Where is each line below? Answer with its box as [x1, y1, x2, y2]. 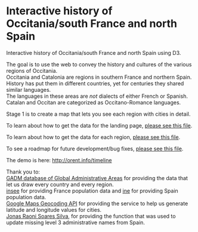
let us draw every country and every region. [6, 181, 114, 188]
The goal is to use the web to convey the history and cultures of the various [6, 61, 192, 68]
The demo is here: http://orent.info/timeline [6, 156, 112, 163]
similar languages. [6, 86, 51, 93]
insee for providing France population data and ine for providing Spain [6, 187, 179, 194]
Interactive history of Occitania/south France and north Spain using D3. [6, 49, 181, 56]
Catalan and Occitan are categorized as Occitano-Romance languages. [6, 98, 181, 106]
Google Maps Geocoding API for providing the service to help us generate [6, 200, 188, 207]
